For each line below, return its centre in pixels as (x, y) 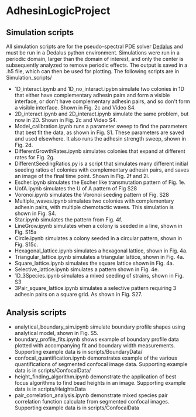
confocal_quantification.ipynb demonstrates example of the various (96, 358)
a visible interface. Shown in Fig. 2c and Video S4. (75, 107)
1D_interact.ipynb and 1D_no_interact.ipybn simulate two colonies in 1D (99, 89)
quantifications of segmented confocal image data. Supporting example (101, 364)
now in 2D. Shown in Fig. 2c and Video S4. (66, 120)
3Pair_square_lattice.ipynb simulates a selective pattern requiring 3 (95, 288)
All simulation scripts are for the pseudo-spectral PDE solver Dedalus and (94, 46)
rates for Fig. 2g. (35, 157)
